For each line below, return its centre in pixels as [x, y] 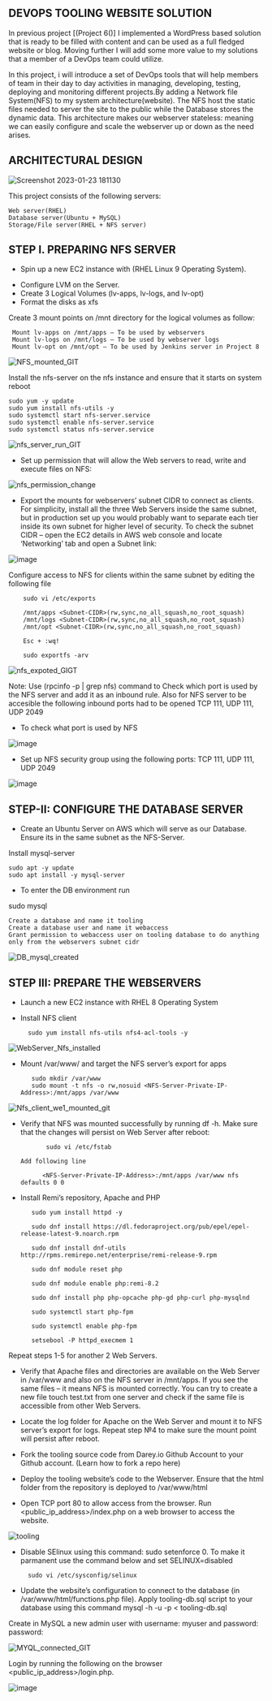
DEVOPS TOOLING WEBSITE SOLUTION [110, 13]
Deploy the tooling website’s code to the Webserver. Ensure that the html [142, 1479]
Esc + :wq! [41, 641]
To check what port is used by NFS [79, 728]
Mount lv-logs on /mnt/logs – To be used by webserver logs [116, 340]
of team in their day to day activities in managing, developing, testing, [125, 83]
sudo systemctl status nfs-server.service [81, 430]
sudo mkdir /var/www [66, 1079]
